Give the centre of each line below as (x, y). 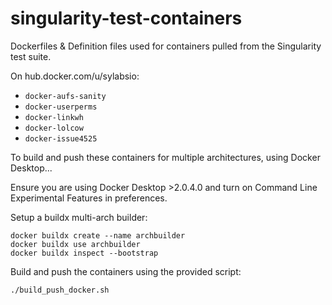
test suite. (31, 56)
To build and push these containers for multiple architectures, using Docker (165, 157)
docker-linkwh (54, 117)
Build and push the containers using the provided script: (126, 271)
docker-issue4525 (61, 138)
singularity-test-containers (126, 18)
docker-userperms (61, 107)
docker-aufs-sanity (65, 96)
